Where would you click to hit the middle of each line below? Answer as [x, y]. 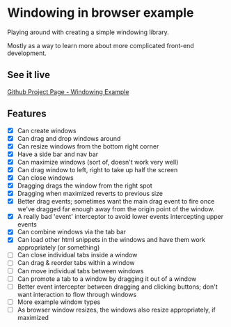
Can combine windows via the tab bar [72, 232]
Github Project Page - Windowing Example [68, 91]
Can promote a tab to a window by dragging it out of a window [107, 279]
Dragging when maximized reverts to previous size [90, 194]
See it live [29, 75]
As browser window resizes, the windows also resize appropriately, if [116, 310]
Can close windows [46, 177]
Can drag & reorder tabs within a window [76, 263]
